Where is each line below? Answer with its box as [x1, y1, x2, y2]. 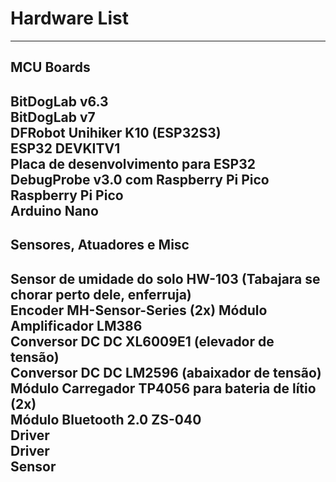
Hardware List [10, 7, 129, 30]
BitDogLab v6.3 [10, 93, 109, 110]
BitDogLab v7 [10, 108, 96, 126]
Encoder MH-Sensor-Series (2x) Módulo [10, 302, 268, 319]
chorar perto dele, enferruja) [10, 286, 192, 303]
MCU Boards [10, 59, 91, 76]
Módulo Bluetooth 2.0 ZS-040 [10, 411, 202, 428]
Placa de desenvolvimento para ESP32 [10, 155, 256, 172]
